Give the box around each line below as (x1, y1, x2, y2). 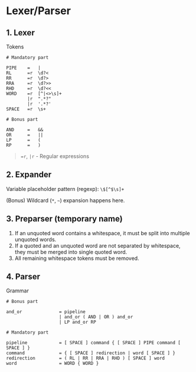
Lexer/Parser (6, 4, 71, 18)
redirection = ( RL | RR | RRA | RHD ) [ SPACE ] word (6, 355, 165, 361)
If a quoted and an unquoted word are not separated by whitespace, (14, 242, 181, 249)
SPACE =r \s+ (6, 106, 46, 112)
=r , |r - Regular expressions (20, 153, 90, 160)
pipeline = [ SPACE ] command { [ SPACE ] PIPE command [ (6, 340, 181, 346)
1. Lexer (6, 28, 35, 38)
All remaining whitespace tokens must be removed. (14, 255, 140, 262)
